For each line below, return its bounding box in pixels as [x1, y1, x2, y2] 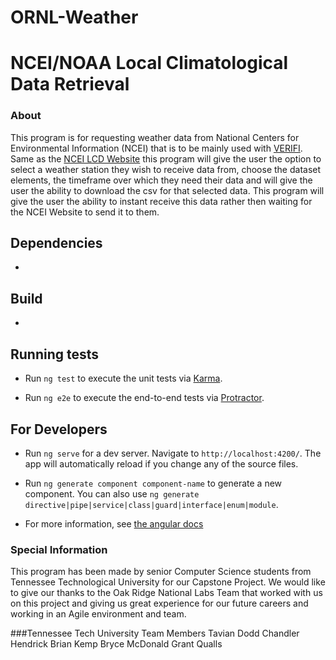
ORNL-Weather [10, 6, 139, 29]
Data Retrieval [10, 73, 130, 96]
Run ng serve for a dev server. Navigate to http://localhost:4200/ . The [24, 447, 322, 459]
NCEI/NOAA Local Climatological [10, 52, 289, 75]
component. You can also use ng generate [24, 487, 200, 500]
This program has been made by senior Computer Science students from [10, 566, 312, 578]
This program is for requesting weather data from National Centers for [10, 131, 300, 143]
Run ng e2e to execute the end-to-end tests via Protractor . [24, 392, 265, 404]
